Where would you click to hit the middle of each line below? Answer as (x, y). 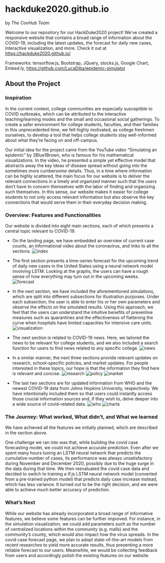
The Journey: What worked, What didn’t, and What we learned (82, 417)
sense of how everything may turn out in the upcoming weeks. (76, 276)
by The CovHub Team (27, 23)
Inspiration (18, 98)
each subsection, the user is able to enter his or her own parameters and (86, 302)
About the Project (33, 84)
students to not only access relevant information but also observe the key (80, 197)
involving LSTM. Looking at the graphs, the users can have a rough (80, 271)
